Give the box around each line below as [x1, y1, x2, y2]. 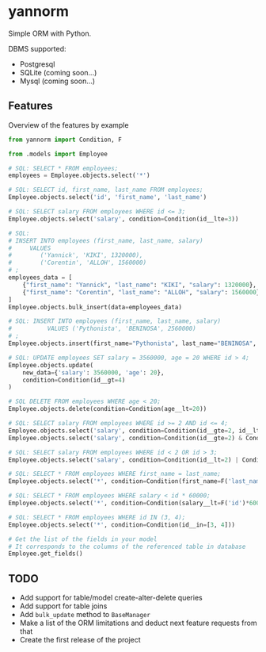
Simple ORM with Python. [8, 29, 92, 38]
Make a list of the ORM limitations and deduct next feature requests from [19, 618, 257, 628]
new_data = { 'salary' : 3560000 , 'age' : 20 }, [22, 368, 165, 377]
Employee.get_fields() [8, 550, 83, 558]
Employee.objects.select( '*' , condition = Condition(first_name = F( [8, 477, 228, 485]
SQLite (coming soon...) [19, 67, 97, 77]
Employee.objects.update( [8, 361, 93, 369]
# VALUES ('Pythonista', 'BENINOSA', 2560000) [8, 324, 196, 333]
